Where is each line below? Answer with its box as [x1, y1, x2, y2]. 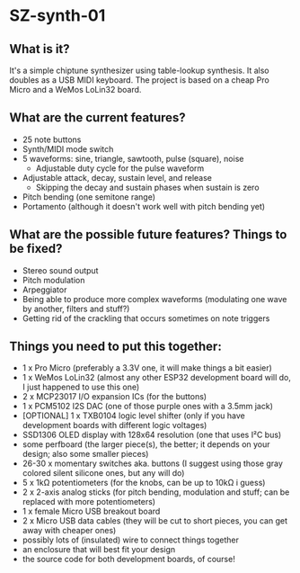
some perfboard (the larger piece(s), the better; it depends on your [22, 439, 271, 450]
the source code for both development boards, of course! [22, 554, 235, 565]
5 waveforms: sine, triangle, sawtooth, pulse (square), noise [22, 153, 244, 164]
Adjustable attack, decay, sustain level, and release [22, 172, 213, 183]
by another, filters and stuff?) [22, 303, 130, 314]
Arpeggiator [22, 284, 67, 295]
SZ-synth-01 [9, 5, 106, 26]
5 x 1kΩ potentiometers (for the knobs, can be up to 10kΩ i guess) [22, 478, 266, 488]
